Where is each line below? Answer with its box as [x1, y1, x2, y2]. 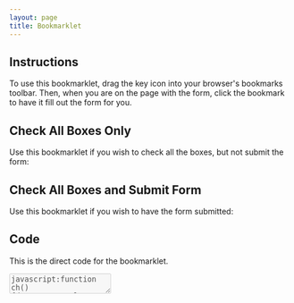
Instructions [9, 55, 79, 70]
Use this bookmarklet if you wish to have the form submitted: [9, 206, 234, 216]
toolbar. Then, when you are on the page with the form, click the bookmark [9, 88, 285, 98]
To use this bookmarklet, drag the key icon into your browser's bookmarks [9, 78, 283, 89]
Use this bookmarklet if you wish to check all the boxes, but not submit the [9, 147, 284, 157]
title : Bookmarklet [9, 21, 82, 30]
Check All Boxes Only [9, 122, 131, 139]
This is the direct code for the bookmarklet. [9, 256, 169, 266]
